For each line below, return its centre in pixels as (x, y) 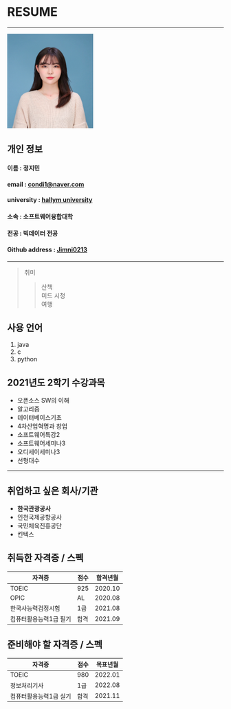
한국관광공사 (34, 508)
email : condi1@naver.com (46, 184)
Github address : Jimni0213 (47, 249)
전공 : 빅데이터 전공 (33, 234)
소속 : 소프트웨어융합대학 (40, 216)
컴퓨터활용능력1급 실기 (41, 696)
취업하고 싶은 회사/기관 (53, 491)
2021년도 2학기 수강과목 (56, 382)
